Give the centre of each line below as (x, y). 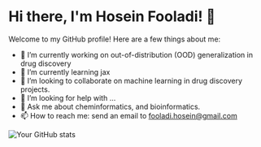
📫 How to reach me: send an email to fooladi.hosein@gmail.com (128, 115)
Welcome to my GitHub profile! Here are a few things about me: (115, 39)
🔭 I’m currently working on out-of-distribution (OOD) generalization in (137, 54)
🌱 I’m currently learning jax (65, 71)
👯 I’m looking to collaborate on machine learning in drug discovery (131, 80)
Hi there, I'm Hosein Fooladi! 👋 (112, 17)
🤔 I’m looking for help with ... (68, 97)
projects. (35, 89)
